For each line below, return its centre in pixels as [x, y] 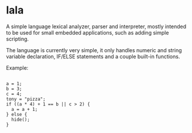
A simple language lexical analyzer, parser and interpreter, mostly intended [96, 26]
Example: [17, 67]
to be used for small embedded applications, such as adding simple [88, 32]
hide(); [21, 120]
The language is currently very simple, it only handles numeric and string [94, 50]
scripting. [18, 39]
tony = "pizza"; [26, 99]
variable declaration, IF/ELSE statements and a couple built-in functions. [93, 56]
